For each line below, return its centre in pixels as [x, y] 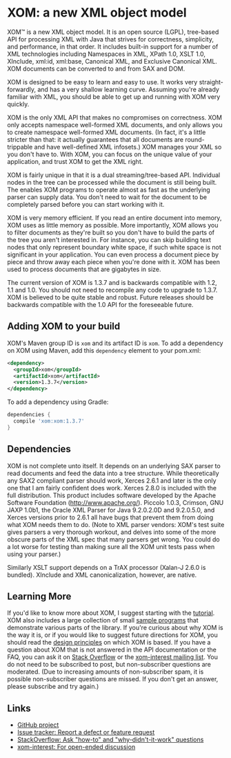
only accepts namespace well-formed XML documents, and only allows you [115, 124]
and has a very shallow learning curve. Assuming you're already [128, 89]
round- [195, 139]
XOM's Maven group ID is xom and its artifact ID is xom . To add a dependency [115, 343]
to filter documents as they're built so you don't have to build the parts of [111, 232]
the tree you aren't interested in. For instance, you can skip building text [109, 239]
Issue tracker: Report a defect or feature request [86, 732]
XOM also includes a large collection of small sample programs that [103, 620]
